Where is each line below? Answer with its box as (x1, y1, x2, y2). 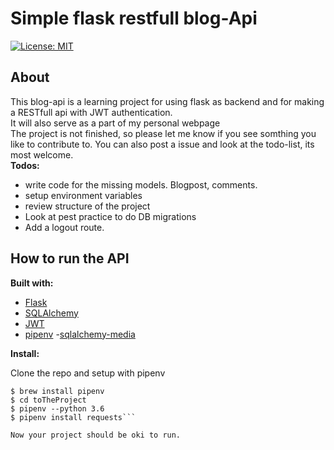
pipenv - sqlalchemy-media (24, 328, 136, 340)
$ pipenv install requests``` (10, 412, 137, 422)
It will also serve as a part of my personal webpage (10, 117, 221, 129)
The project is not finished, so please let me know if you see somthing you (10, 127, 317, 139)
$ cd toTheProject (10, 395, 87, 405)
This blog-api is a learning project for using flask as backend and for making (10, 95, 325, 107)
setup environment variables (24, 189, 143, 201)
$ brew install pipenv (10, 386, 105, 396)
